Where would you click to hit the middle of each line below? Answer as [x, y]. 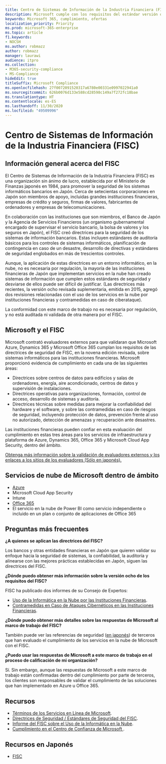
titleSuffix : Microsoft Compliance [42, 83]
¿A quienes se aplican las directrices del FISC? [54, 541]
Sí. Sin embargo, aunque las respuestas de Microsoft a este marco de [76, 670]
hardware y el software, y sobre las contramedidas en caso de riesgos [84, 409]
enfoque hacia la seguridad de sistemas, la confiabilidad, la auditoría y [77, 556]
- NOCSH [13, 42]
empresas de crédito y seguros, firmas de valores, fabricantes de [72, 202]
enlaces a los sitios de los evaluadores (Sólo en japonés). [63, 460]
